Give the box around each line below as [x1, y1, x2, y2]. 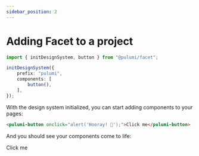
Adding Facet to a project [6, 34, 133, 48]
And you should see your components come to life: [6, 132, 132, 139]
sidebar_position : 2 [6, 8, 58, 15]
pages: [6, 110, 23, 117]
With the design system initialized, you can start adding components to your [6, 103, 193, 111]
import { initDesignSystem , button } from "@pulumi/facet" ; [6, 54, 159, 60]
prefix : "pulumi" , [17, 71, 63, 77]
